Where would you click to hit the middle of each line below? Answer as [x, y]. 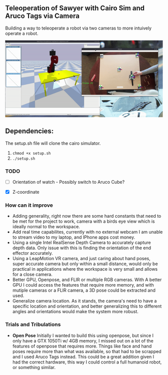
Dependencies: [29, 131]
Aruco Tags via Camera [42, 16]
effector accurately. [33, 253]
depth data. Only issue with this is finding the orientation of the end [82, 248]
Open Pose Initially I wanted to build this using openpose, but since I [83, 335]
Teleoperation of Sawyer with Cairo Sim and [75, 8]
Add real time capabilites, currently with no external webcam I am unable [87, 232]
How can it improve [29, 205]
